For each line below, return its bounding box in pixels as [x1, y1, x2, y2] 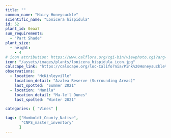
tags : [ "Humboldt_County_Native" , [5, 115, 79, 121]
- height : [10, 45, 31, 50]
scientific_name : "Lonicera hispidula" [5, 17, 90, 22]
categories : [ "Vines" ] [5, 106, 58, 112]
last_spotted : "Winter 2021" [14, 97, 76, 102]
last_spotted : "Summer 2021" [14, 83, 76, 88]
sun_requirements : [5, 31, 44, 36]
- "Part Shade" [10, 36, 42, 41]
